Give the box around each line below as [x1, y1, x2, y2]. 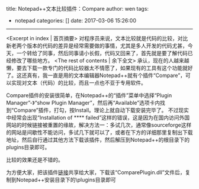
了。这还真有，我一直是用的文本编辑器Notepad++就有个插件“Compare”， [6, 72, 185, 79]
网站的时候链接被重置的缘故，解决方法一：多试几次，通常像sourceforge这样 [6, 121, 192, 129]
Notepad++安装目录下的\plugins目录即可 [16, 177, 117, 183]
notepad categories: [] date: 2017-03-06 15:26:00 [14, 17, 136, 24]
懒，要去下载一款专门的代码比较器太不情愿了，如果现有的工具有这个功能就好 [6, 65, 193, 71]
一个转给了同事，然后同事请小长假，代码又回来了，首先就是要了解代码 [16, 50, 188, 56]
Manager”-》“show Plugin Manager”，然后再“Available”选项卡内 [6, 100, 161, 106]
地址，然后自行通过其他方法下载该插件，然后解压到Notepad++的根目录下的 [6, 136, 190, 143]
